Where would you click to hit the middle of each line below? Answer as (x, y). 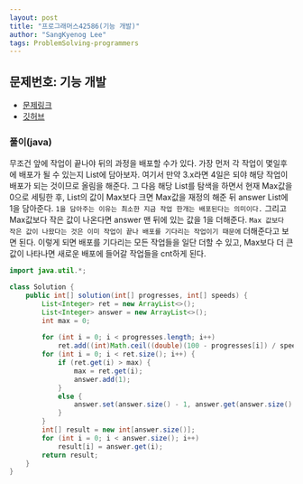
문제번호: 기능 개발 (58, 82)
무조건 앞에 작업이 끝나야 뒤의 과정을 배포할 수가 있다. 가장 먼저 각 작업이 (137, 163)
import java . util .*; (48, 271)
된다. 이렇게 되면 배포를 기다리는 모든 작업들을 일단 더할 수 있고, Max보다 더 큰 (156, 242)
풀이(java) (31, 142)
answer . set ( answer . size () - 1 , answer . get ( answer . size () (183, 405)
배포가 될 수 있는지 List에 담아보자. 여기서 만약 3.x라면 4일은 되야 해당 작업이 (153, 175)
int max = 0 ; (66, 321)
